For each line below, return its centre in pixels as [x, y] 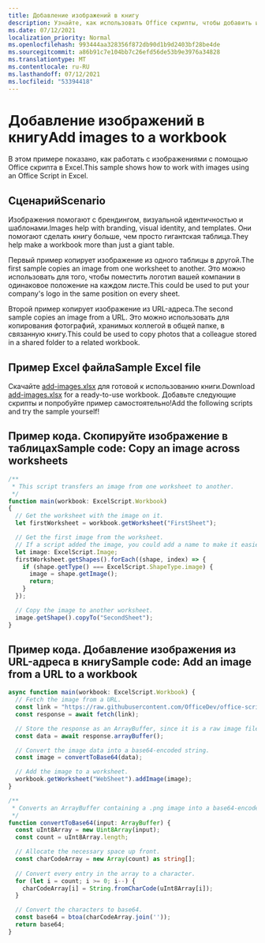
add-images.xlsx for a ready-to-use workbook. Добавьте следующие [122, 395]
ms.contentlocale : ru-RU [49, 67]
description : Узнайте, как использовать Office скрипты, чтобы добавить [130, 23]
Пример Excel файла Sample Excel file [105, 367]
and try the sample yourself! [54, 412]
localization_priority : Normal [60, 37]
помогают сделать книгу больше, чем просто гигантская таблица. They [128, 237]
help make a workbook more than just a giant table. [91, 245]
